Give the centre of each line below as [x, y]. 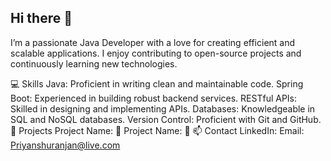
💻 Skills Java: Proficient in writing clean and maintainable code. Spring [157, 83]
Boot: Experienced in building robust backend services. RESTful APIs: [154, 98]
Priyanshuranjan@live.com [65, 145]
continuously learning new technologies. [94, 63]
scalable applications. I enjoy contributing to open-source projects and [156, 53]
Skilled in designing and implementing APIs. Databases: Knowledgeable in [163, 108]
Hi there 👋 [41, 18]
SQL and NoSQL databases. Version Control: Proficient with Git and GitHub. [166, 119]
